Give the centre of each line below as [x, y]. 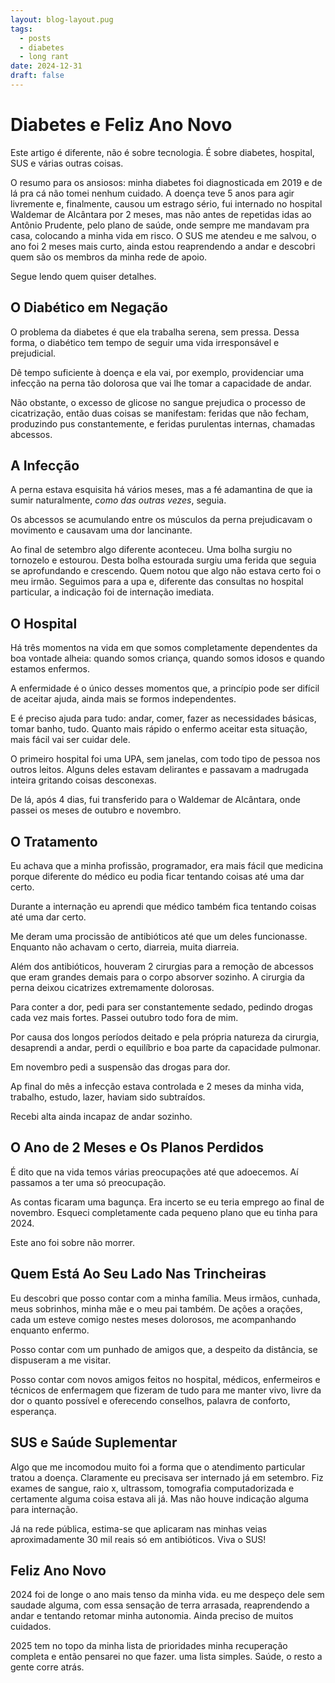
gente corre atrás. [47, 1667]
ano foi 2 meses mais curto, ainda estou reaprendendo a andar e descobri [163, 246]
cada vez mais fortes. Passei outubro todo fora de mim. [124, 1018]
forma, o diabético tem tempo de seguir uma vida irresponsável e [145, 342]
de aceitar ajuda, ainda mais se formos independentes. [123, 699]
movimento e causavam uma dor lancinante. [101, 530]
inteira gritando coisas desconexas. [83, 780]
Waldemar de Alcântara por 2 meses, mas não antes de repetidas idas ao [161, 214]
